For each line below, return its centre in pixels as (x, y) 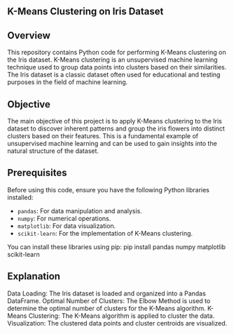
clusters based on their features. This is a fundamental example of (103, 136)
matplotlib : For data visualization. (67, 226)
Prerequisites (37, 173)
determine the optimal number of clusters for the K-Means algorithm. (106, 308)
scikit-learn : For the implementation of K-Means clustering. (105, 233)
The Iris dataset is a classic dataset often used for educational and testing (114, 75)
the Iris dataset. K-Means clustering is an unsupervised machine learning (113, 60)
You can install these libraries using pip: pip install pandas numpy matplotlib (117, 247)
